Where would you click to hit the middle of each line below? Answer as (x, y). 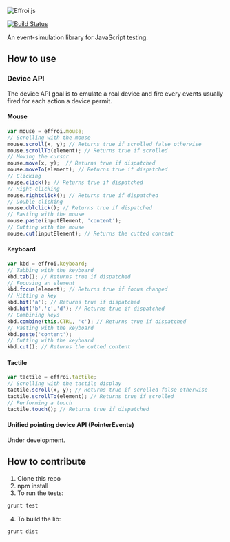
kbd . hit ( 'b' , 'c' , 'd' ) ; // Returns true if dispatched (86, 309)
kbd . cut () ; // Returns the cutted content (69, 347)
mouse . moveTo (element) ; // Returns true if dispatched (87, 170)
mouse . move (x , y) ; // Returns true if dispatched (81, 163)
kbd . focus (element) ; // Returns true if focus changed (87, 289)
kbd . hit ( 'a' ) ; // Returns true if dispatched (73, 302)
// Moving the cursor (38, 157)
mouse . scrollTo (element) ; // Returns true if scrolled (87, 150)
